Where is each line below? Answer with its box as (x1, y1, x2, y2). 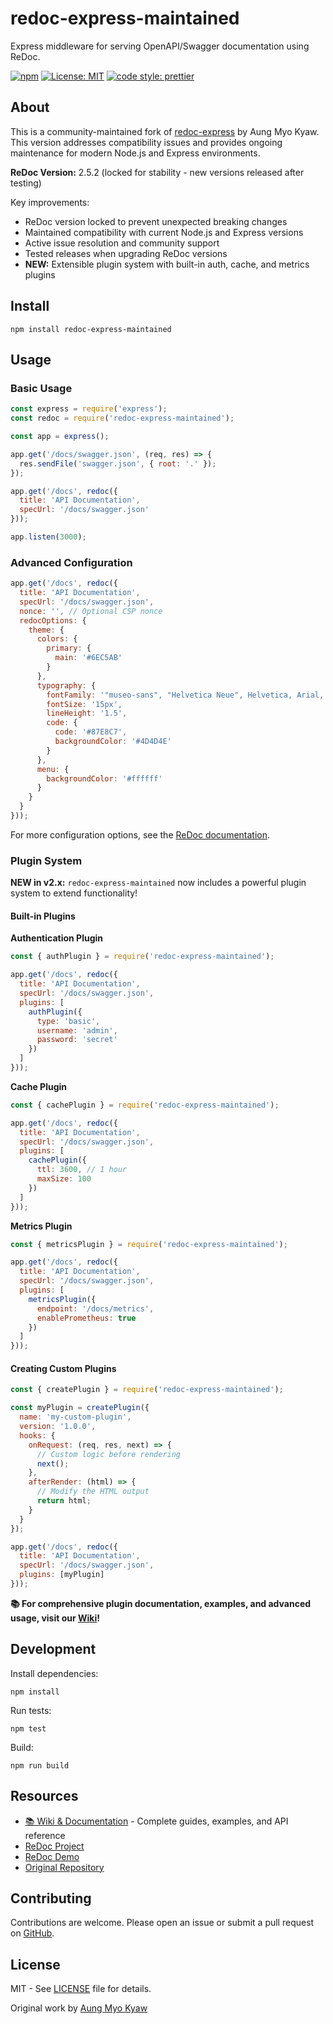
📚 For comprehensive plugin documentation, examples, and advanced (10, 1597, 312, 1609)
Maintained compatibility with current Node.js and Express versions (24, 226, 304, 238)
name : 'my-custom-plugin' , (19, 1412, 132, 1422)
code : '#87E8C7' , (54, 727, 128, 737)
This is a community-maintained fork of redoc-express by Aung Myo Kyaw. (10, 125, 320, 137)
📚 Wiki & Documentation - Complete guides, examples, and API (24, 1815, 289, 1827)
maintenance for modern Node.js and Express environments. (10, 147, 261, 159)
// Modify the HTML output (36, 1487, 150, 1497)
